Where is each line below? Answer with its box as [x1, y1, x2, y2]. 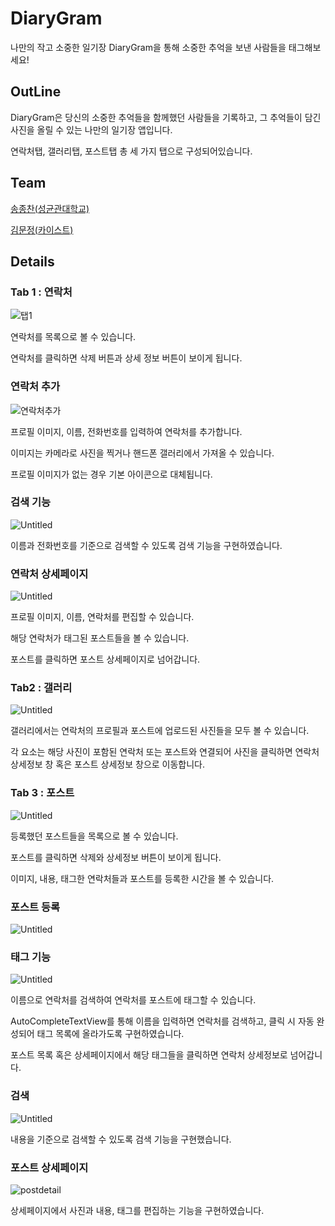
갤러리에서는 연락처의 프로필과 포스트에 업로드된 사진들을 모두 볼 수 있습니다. [10, 725, 310, 737]
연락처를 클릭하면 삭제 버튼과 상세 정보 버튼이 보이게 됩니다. [10, 352, 243, 364]
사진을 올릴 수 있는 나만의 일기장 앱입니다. [10, 123, 173, 136]
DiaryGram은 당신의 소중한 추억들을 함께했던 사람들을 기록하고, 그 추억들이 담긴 [10, 111, 322, 123]
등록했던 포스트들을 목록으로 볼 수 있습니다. [10, 830, 179, 842]
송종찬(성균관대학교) [10, 202, 90, 214]
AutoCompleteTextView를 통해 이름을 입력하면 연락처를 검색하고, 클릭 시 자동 [10, 1015, 315, 1027]
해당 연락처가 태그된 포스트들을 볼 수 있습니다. [10, 632, 190, 644]
